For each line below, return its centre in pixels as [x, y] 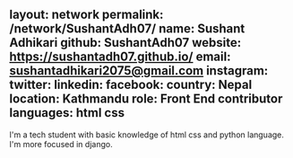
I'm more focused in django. [61, 144]
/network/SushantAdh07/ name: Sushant [127, 29]
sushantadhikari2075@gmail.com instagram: [139, 71]
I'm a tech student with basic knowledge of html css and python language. [147, 135]
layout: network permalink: [86, 15]
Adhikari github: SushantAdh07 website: [125, 43]
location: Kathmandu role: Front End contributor [146, 99]
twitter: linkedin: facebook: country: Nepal [131, 85]
